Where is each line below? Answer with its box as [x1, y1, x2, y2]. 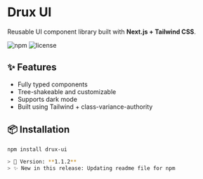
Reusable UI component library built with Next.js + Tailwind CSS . [7, 27, 197, 36]
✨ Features [7, 61, 57, 74]
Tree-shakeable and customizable [17, 87, 117, 95]
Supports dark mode [17, 95, 77, 103]
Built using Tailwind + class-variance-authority [17, 102, 153, 111]
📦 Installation [7, 124, 70, 135]
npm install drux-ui [7, 145, 68, 153]
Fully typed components [17, 80, 88, 88]
